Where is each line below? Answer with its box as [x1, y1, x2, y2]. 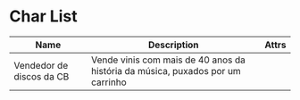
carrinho [90, 76, 127, 88]
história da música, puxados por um [90, 64, 241, 77]
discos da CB [13, 70, 70, 82]
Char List [9, 6, 78, 27]
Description [147, 38, 199, 51]
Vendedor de [13, 59, 69, 71]
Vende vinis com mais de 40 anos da [90, 54, 246, 66]
